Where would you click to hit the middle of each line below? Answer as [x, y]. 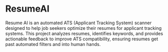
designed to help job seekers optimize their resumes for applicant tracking [83, 28]
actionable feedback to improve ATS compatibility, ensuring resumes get [82, 39]
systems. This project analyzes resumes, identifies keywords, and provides [84, 33]
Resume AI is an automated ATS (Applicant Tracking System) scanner [79, 23]
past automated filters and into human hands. [53, 44]
